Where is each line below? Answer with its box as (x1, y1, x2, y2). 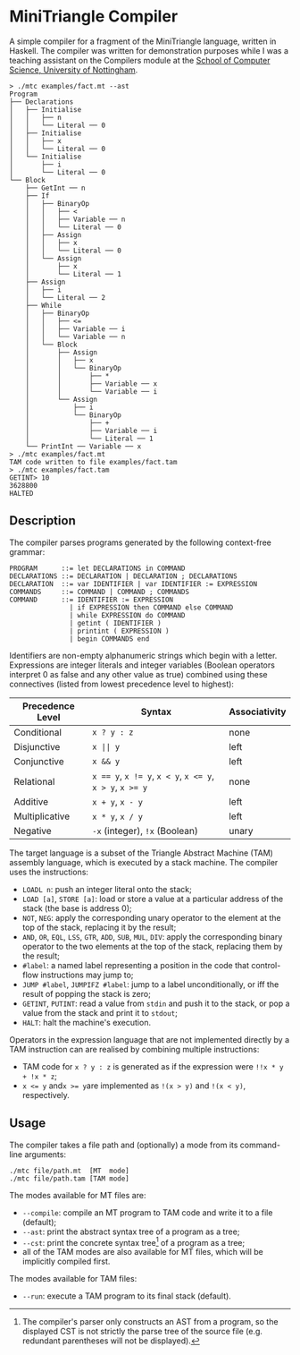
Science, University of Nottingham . (9, 64, 138, 75)
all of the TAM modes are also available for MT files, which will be (21, 1247, 263, 1257)
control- (251, 959, 281, 970)
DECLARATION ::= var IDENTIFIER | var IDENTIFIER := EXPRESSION (9, 579, 257, 588)
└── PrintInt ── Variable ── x (25, 441, 142, 451)
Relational (13, 775, 55, 788)
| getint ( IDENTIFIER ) (69, 618, 162, 627)
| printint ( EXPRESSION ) (69, 626, 170, 635)
